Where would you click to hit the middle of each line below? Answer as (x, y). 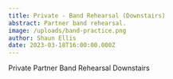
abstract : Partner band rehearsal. (67, 23)
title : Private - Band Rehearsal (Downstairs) (87, 16)
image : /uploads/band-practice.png (67, 30)
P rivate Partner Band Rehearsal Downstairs (79, 68)
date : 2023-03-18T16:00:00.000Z (62, 45)
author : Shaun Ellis (43, 38)
